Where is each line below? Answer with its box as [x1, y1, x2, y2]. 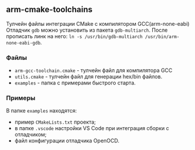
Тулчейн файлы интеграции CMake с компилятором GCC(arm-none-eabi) [6, 20, 190, 27]
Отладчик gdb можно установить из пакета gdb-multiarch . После [6, 26, 168, 33]
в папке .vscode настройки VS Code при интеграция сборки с [14, 125, 169, 132]
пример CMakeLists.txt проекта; [14, 118, 96, 125]
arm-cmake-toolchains [6, 5, 93, 15]
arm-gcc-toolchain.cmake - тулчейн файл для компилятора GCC [14, 67, 173, 74]
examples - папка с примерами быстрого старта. [14, 79, 136, 87]
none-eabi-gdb [6, 40, 41, 46]
